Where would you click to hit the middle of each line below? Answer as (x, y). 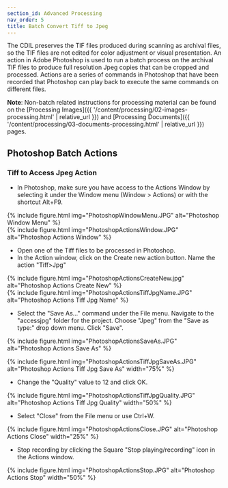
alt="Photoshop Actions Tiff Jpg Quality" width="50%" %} (89, 403)
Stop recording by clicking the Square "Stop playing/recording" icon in (116, 450)
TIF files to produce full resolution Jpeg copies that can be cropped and (108, 67)
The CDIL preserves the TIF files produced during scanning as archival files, (114, 46)
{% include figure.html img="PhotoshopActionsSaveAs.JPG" (92, 341)
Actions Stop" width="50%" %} (52, 478)
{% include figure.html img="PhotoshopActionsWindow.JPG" (93, 230)
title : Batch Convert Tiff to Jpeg (58, 26)
